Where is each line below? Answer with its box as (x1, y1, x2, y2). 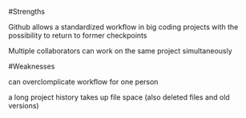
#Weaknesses (8, 61, 55, 71)
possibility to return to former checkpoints (8, 31, 147, 40)
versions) (8, 101, 39, 110)
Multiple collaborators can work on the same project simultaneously (8, 46, 232, 55)
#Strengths (8, 7, 46, 16)
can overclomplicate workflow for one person (8, 77, 159, 86)
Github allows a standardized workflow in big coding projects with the (8, 22, 239, 31)
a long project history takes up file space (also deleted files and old (8, 92, 230, 102)
